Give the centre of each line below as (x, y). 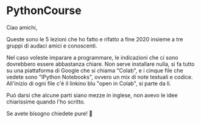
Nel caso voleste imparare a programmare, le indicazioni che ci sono (92, 57)
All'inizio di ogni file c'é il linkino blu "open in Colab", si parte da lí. (89, 83)
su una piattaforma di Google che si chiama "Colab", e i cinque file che (95, 70)
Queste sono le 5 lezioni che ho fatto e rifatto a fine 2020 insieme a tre (95, 39)
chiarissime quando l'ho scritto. (46, 102)
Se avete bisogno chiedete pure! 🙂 (50, 113)
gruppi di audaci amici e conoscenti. (52, 46)
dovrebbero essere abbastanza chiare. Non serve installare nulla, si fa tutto (100, 64)
